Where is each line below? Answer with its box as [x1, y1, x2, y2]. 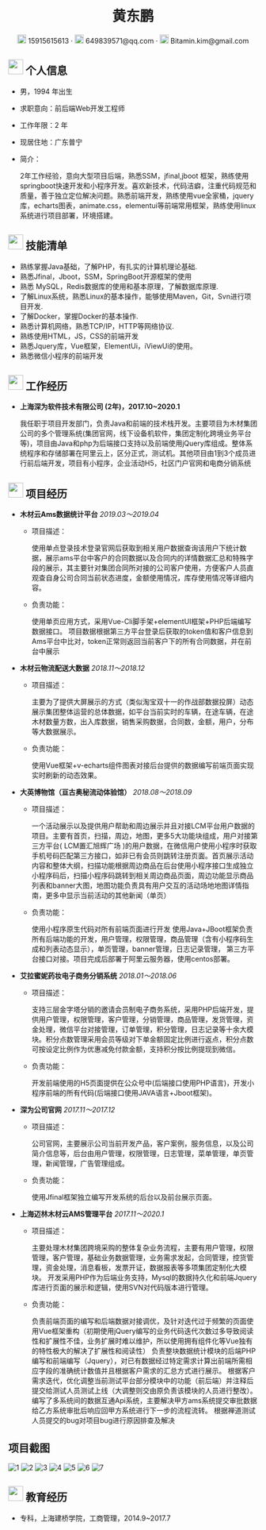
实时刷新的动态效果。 [31, 771, 101, 780]
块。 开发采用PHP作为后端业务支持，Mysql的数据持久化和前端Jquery [31, 1273, 257, 1282]
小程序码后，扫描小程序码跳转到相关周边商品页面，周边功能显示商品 [31, 871, 254, 881]
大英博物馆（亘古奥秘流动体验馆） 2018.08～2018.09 [19, 788, 192, 797]
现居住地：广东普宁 [19, 137, 83, 147]
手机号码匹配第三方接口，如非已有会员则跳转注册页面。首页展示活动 [31, 851, 254, 861]
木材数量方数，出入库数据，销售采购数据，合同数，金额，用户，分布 [31, 717, 254, 726]
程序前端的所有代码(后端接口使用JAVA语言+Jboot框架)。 [31, 1089, 216, 1098]
